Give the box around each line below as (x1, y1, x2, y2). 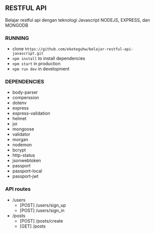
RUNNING (5, 35, 29, 41)
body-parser (12, 89, 38, 95)
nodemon (12, 142, 32, 148)
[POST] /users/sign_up (19, 202, 66, 208)
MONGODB (5, 22, 29, 28)
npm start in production (12, 61, 61, 67)
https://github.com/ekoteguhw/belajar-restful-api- (24, 47, 133, 52)
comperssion (12, 95, 39, 101)
